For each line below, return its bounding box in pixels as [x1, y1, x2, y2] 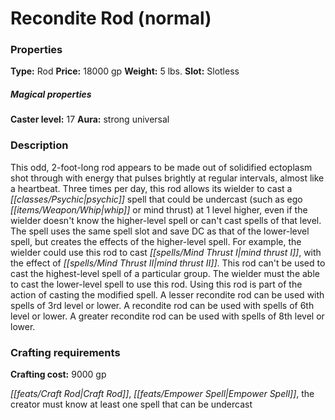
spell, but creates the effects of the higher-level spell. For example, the [10, 235, 302, 247]
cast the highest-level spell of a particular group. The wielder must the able [10, 267, 320, 279]
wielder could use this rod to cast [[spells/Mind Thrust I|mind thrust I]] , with [10, 246, 322, 258]
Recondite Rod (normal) [10, 7, 212, 30]
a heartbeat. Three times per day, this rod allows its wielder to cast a [10, 182, 293, 194]
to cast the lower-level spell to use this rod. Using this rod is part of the [10, 278, 303, 290]
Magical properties [10, 88, 92, 101]
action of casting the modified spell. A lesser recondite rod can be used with [10, 288, 325, 301]
